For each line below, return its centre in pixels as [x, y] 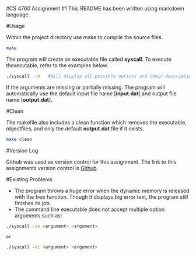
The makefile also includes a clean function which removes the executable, [96, 122]
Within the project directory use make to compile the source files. [85, 37]
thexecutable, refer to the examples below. [57, 65]
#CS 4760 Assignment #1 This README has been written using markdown [95, 8]
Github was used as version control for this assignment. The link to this [91, 162]
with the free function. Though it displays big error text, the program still [101, 197]
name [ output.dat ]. [29, 99]
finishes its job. [33, 203]
